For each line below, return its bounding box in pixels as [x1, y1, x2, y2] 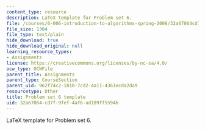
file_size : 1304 [6, 26, 48, 32]
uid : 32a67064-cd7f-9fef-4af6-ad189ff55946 [6, 99, 119, 106]
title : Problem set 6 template [6, 94, 86, 100]
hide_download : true [6, 37, 59, 43]
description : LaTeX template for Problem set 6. [6, 15, 132, 21]
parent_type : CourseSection [6, 77, 78, 83]
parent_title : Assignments [6, 71, 75, 78]
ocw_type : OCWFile [6, 65, 53, 72]
